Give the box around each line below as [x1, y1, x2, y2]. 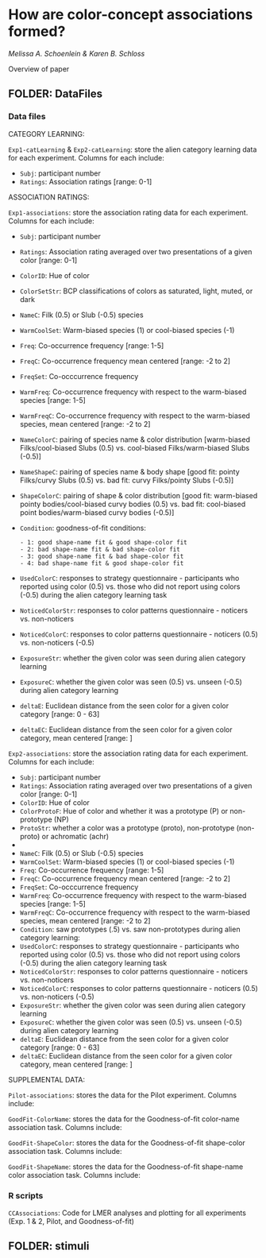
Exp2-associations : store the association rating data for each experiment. [8, 749, 249, 758]
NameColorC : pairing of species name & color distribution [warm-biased [19, 435, 250, 444]
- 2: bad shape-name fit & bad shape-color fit [19, 545, 180, 553]
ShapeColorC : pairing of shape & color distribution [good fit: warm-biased [19, 490, 258, 500]
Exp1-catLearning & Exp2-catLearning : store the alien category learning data [8, 145, 257, 154]
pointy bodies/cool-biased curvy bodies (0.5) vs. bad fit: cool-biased [19, 499, 246, 509]
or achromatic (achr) [41, 831, 110, 841]
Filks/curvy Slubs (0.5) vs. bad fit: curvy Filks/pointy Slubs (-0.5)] [19, 475, 234, 485]
